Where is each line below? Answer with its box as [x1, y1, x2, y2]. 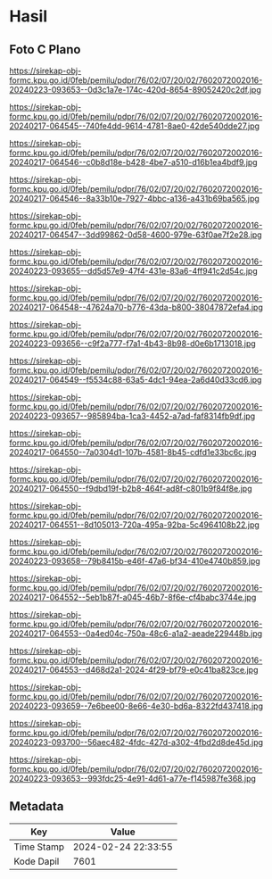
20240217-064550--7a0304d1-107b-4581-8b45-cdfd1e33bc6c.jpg [9, 447, 257, 457]
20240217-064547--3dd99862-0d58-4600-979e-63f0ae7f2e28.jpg [9, 229, 262, 240]
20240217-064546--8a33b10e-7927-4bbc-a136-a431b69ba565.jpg [9, 194, 260, 203]
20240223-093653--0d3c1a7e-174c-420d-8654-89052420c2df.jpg [9, 85, 261, 95]
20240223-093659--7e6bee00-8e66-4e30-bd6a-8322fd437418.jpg [9, 701, 263, 711]
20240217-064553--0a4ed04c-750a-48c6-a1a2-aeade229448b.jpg [9, 628, 263, 639]
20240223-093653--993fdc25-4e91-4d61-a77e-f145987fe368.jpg [9, 774, 257, 784]
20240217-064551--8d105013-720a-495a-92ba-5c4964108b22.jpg [9, 519, 260, 530]
